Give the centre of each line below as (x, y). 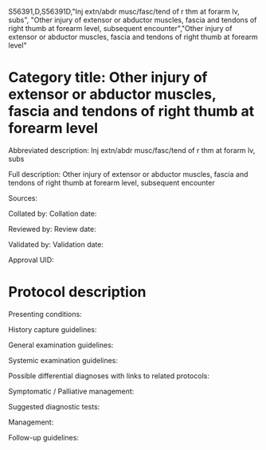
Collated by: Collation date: (53, 213)
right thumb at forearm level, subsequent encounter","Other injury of (120, 28)
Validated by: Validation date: (56, 244)
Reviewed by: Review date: (53, 229)
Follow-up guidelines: (44, 437)
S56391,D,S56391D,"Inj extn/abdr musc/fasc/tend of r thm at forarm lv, (124, 12)
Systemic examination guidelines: (63, 360)
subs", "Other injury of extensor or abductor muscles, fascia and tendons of (133, 20)
